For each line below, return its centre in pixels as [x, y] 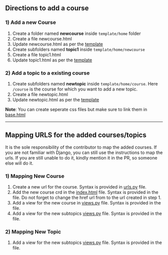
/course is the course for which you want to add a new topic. [75, 89]
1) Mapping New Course [35, 176]
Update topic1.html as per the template [52, 60]
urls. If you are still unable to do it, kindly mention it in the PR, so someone [81, 157]
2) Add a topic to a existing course [47, 73]
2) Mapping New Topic [33, 232]
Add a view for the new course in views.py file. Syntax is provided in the [86, 203]
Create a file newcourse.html [42, 38]
